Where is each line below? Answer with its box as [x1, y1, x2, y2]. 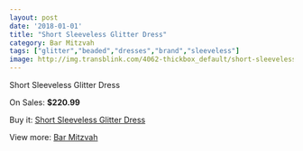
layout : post [9, 13, 59, 22]
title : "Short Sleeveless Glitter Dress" [9, 30, 168, 39]
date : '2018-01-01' [9, 22, 83, 31]
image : [9, 55, 34, 64]
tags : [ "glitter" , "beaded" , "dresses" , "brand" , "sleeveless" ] [9, 47, 241, 56]
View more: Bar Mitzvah [9, 132, 98, 142]
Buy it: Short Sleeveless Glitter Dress [9, 114, 146, 125]
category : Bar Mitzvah [9, 38, 95, 48]
